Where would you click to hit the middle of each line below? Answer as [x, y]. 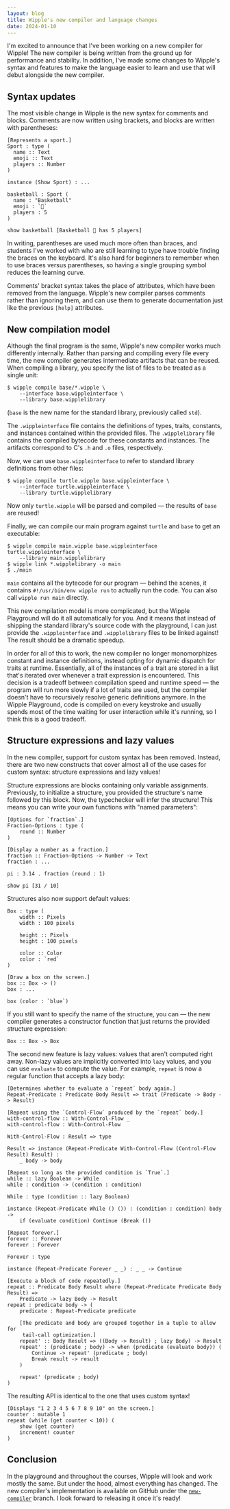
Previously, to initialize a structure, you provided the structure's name [105, 792]
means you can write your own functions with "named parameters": [103, 807]
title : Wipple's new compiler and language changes [82, 20]
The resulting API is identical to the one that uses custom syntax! [99, 1396]
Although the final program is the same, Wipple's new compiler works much [114, 346]
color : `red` [39, 959]
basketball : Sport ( [38, 194]
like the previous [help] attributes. [55, 308]
